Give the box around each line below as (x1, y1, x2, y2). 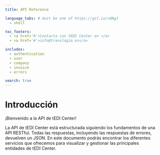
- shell (9, 20, 25, 25)
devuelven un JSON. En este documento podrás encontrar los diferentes (5, 135, 151, 141)
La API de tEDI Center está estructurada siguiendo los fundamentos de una (5, 125, 156, 131)
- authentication (9, 52, 45, 56)
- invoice (9, 65, 29, 70)
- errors (9, 69, 27, 74)
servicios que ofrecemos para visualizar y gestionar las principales (5, 140, 140, 146)
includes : (5, 47, 25, 52)
